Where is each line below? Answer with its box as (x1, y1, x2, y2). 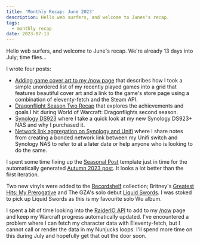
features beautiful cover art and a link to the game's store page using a (14, 90, 190, 97)
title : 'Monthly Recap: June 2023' (6, 8, 95, 15)
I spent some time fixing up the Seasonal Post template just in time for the (6, 158, 187, 166)
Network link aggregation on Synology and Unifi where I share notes (14, 128, 183, 135)
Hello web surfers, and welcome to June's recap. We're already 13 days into (6, 47, 193, 54)
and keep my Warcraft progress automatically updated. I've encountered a (6, 213, 189, 220)
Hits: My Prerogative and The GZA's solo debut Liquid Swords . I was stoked (6, 189, 192, 196)
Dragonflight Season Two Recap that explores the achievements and (14, 102, 184, 109)
